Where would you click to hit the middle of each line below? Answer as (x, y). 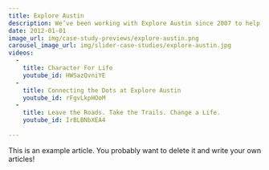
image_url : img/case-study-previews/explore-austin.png (104, 38)
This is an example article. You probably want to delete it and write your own (135, 150)
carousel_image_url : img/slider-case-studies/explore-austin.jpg (120, 46)
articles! (22, 159)
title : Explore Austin (46, 16)
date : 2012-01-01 (37, 30)
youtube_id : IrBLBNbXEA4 (64, 120)
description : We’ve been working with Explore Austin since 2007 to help (134, 23)
